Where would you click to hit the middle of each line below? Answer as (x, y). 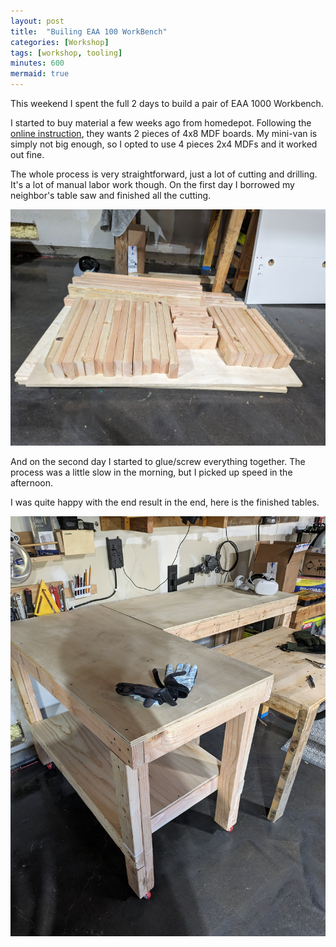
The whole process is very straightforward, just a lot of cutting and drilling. (164, 174)
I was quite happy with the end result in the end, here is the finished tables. (165, 502)
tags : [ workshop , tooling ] (66, 53)
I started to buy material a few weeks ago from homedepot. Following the (161, 123)
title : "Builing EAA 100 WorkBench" (89, 31)
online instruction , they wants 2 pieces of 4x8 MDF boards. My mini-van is (164, 133)
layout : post (37, 21)
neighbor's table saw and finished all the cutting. (111, 195)
